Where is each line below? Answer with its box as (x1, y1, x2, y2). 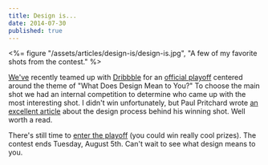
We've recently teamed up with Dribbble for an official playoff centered (8, 73, 243, 82)
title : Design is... (8, 11, 78, 20)
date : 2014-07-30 (8, 19, 67, 27)
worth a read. (8, 115, 53, 125)
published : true (8, 26, 63, 34)
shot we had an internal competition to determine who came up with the (8, 90, 246, 99)
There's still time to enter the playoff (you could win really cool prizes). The (8, 131, 257, 140)
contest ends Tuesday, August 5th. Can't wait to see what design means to (8, 139, 256, 149)
